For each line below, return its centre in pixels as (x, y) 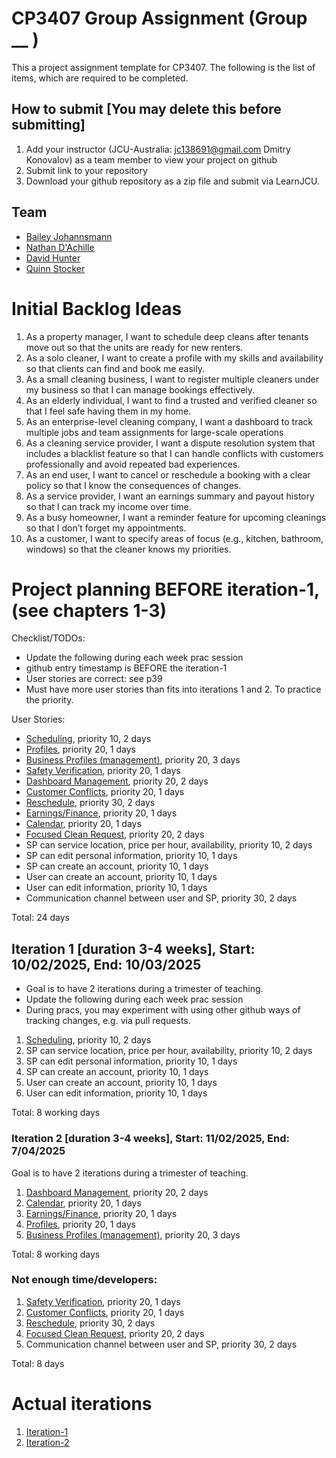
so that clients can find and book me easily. (115, 368)
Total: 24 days (40, 918)
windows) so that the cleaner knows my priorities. (128, 549)
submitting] (48, 125)
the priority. (49, 700)
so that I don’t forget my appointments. (106, 528)
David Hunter (53, 258)
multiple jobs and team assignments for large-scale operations (154, 432)
